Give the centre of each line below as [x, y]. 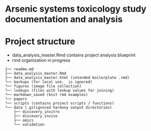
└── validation [29, 125]
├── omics [24, 120]
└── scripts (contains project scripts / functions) [60, 103]
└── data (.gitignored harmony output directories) [58, 108]
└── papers [16, 99]
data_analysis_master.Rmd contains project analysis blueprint [74, 55]
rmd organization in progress [41, 60]
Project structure [40, 42]
